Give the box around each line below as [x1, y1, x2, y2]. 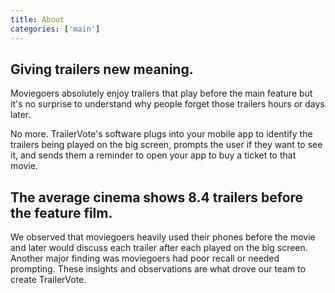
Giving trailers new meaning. [10, 61, 194, 78]
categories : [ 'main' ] [10, 24, 101, 34]
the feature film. [10, 204, 113, 221]
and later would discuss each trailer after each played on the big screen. [10, 242, 308, 254]
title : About [10, 14, 65, 25]
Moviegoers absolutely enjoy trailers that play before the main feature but [10, 87, 313, 100]
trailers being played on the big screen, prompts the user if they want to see [10, 139, 323, 151]
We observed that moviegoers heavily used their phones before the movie [10, 231, 316, 243]
